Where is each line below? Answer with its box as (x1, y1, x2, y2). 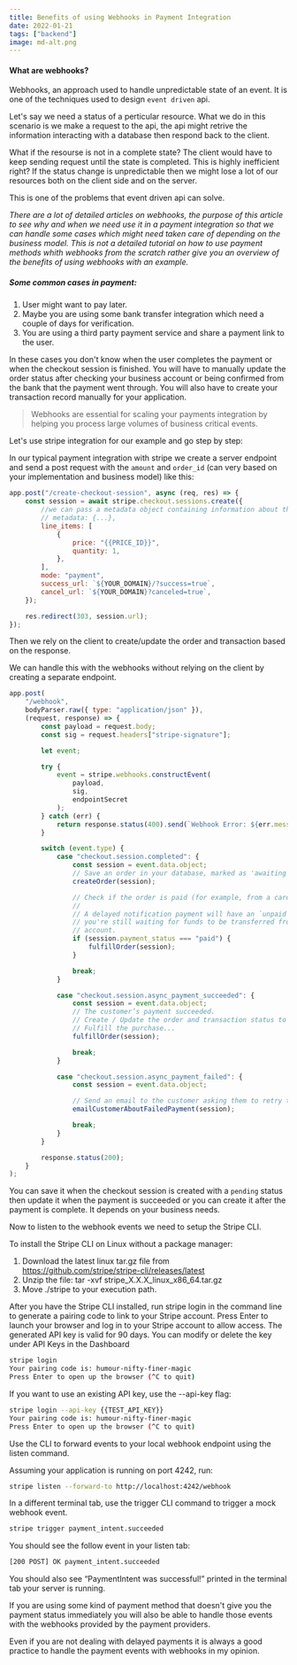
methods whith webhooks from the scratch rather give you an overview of (9, 247, 280, 258)
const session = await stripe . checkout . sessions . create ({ (25, 497, 243, 506)
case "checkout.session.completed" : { (56, 852, 200, 862)
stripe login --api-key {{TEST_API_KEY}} (9, 1406, 164, 1414)
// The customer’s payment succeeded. (72, 1007, 216, 1017)
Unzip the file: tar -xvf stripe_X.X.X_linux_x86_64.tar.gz (21, 1274, 223, 1285)
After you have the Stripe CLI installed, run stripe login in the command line (9, 1301, 283, 1312)
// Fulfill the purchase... (72, 1024, 176, 1033)
